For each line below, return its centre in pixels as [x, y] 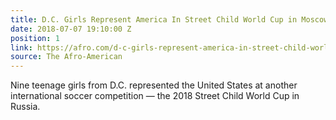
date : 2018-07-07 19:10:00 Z [71, 29]
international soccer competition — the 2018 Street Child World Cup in [155, 96]
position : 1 [35, 38]
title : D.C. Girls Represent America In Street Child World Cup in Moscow [169, 19]
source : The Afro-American [66, 57]
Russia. [25, 107]
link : [21, 47]
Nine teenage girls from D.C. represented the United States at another [154, 85]
